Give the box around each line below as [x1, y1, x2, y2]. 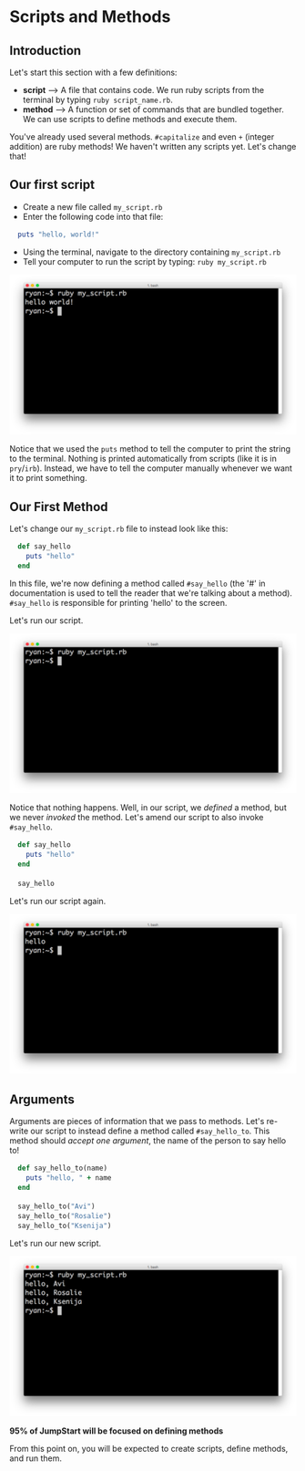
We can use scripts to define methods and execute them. [22, 114, 238, 124]
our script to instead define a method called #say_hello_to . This [30, 1125, 270, 1136]
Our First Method [9, 499, 108, 515]
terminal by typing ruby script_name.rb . [22, 94, 173, 105]
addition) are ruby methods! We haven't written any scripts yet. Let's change [9, 141, 297, 151]
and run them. [9, 1453, 62, 1464]
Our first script [9, 177, 96, 193]
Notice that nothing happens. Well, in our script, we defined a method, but [9, 802, 287, 813]
